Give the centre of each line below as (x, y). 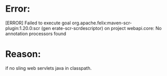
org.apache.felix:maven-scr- (102, 23)
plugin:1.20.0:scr (23, 28)
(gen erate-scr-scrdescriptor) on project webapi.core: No (101, 28)
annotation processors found (36, 33)
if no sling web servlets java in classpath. (49, 68)
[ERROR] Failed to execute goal (38, 23)
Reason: (23, 54)
